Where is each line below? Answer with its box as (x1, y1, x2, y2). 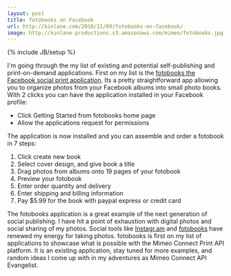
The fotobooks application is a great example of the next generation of (7, 210, 208, 218)
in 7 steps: (7, 139, 37, 148)
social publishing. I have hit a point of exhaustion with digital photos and (7, 217, 212, 226)
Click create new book (17, 153, 81, 161)
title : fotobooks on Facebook (7, 17, 94, 23)
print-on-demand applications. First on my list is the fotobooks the (7, 69, 195, 77)
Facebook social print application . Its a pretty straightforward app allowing (7, 76, 219, 85)
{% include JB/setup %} (7, 48, 76, 56)
